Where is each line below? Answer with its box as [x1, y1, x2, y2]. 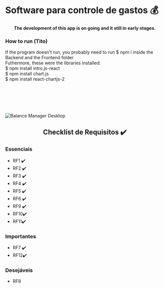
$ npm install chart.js [5, 71, 49, 77]
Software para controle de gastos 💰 [5, 5, 159, 16]
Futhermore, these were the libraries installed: [5, 60, 101, 66]
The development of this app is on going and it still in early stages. [14, 25, 156, 31]
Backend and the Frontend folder [5, 55, 74, 61]
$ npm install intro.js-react [5, 65, 60, 71]
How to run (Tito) [5, 37, 48, 45]
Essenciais [5, 146, 33, 153]
